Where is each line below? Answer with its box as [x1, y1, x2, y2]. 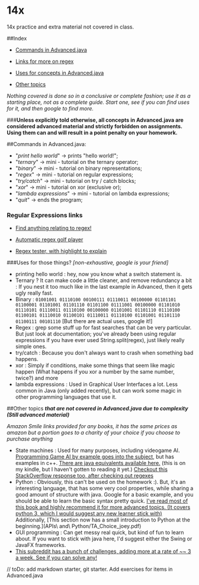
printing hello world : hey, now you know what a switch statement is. [15, 271, 182, 278]
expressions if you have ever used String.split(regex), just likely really [15, 337, 185, 344]
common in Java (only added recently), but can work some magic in [15, 387, 182, 394]
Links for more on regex [15, 58, 74, 65]
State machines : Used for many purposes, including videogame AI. [15, 447, 180, 454]
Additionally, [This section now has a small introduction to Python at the [15, 516, 190, 523]
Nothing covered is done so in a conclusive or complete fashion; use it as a [7, 92, 191, 99]
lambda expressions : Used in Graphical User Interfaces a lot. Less [15, 381, 178, 388]
